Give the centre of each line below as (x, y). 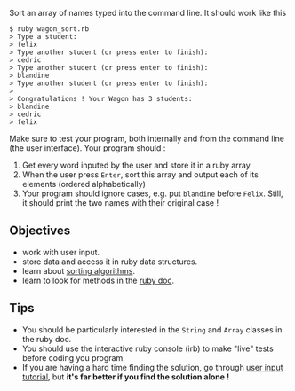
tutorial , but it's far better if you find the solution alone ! (125, 377)
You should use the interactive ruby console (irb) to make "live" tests (147, 348)
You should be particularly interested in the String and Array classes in (152, 329)
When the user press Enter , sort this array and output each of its (140, 175)
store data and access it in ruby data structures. (110, 262)
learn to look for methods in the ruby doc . (98, 280)
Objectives (40, 231)
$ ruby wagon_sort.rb (49, 29)
